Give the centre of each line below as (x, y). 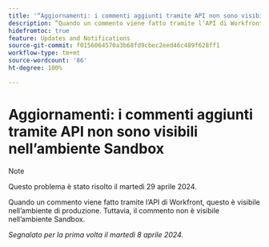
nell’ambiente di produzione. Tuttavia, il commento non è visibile (114, 210)
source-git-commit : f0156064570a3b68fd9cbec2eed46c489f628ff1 (114, 46)
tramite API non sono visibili (103, 131)
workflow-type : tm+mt (44, 53)
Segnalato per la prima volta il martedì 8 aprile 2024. (96, 234)
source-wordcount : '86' (48, 61)
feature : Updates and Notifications (69, 38)
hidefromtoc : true (39, 30)
